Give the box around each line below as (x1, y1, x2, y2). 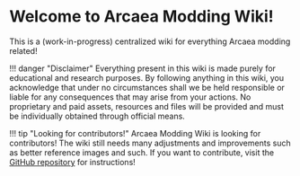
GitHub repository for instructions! (9, 156, 137, 167)
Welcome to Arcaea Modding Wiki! (9, 6, 274, 27)
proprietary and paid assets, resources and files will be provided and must (9, 101, 285, 111)
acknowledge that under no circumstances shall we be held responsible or (9, 82, 286, 92)
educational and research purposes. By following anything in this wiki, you (9, 72, 285, 83)
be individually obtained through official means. (9, 110, 186, 121)
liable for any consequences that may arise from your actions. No (9, 92, 251, 102)
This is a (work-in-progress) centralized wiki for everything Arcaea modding (9, 36, 291, 47)
